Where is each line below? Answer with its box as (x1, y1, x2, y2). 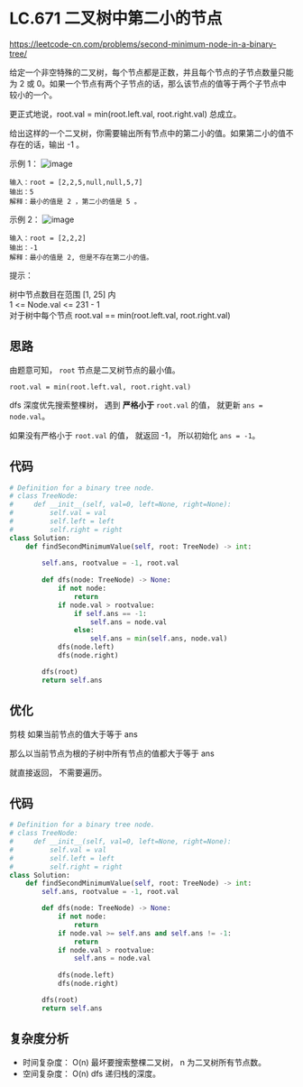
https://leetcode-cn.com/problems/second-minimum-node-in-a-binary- (9, 38, 277, 50)
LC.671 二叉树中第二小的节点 (9, 8, 223, 29)
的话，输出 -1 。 (24, 139, 85, 150)
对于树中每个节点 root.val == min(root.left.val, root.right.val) (9, 309, 232, 320)
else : (73, 626, 95, 635)
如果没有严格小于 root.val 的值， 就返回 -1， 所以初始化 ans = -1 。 (9, 429, 261, 440)
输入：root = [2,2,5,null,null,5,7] (9, 178, 143, 187)
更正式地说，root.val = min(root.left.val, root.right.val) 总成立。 (9, 108, 242, 119)
